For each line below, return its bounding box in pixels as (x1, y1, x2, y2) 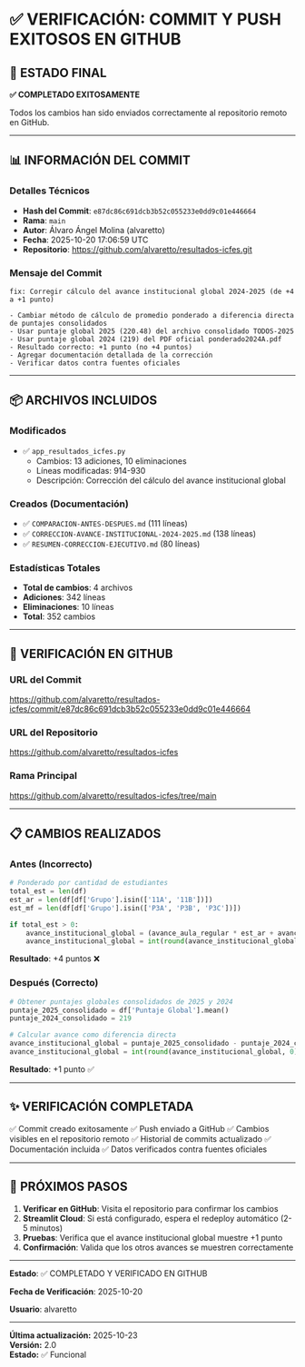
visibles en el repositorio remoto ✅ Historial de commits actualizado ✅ (9, 1133, 272, 1144)
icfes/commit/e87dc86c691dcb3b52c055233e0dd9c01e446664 (9, 703, 251, 714)
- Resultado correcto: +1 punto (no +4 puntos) (9, 342, 193, 351)
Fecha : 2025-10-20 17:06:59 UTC (22, 234, 149, 245)
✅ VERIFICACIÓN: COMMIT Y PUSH (9, 9, 281, 30)
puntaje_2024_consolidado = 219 (9, 1014, 132, 1023)
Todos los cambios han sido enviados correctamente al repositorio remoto (9, 107, 288, 118)
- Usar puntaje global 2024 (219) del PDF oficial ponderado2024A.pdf (9, 334, 282, 344)
